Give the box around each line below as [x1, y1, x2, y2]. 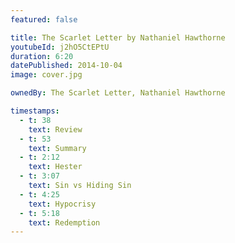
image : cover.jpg [10, 70, 83, 80]
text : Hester [28, 162, 83, 172]
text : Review [28, 124, 83, 135]
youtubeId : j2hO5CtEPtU [10, 42, 110, 52]
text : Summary [28, 143, 87, 153]
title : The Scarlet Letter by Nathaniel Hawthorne [10, 32, 226, 43]
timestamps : [10, 106, 60, 116]
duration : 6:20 [10, 51, 74, 61]
